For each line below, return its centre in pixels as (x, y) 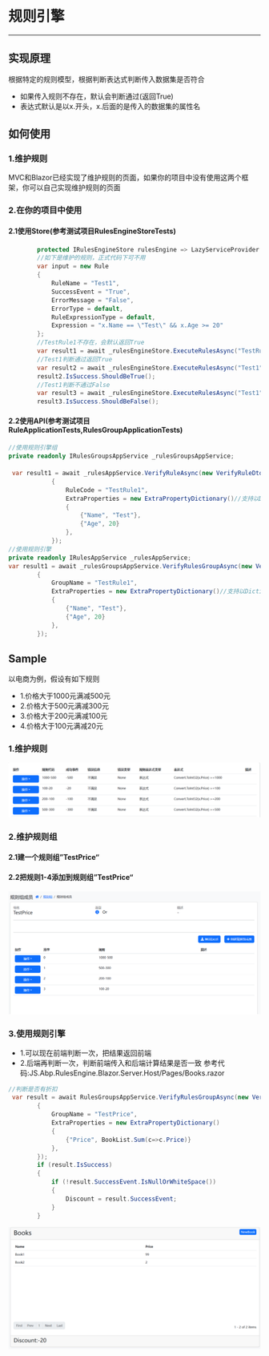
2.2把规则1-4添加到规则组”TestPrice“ (71, 877)
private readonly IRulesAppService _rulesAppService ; (100, 558)
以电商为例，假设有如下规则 (54, 679)
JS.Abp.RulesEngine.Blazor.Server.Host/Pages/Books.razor (127, 1073)
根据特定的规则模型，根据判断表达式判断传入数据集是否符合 (106, 79)
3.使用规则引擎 (37, 1034)
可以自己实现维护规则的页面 (75, 188)
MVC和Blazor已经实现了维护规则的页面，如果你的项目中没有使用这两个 (125, 178)
